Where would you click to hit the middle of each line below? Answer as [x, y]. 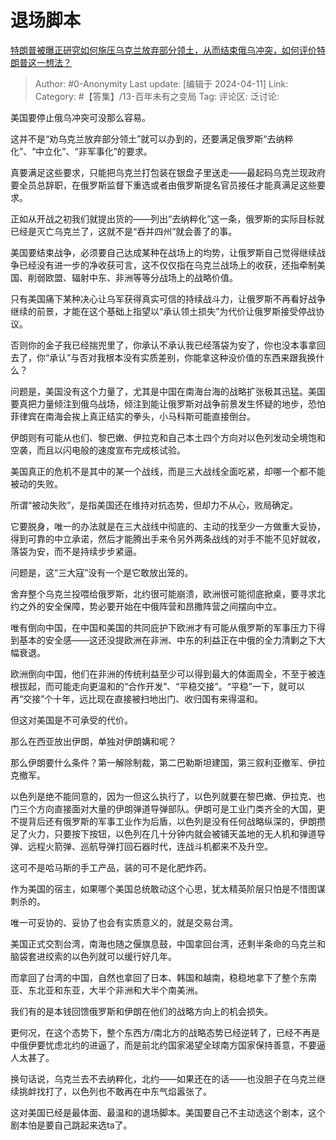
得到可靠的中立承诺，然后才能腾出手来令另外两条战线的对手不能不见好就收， [168, 538]
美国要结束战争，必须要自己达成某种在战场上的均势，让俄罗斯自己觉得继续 [163, 252]
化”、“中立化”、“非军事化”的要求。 [81, 151]
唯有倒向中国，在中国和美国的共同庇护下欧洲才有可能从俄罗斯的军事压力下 [163, 627]
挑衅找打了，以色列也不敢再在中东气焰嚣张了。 [115, 1091]
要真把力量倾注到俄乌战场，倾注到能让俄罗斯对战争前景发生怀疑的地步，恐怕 [168, 403]
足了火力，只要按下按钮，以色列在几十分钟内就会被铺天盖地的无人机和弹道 [163, 833]
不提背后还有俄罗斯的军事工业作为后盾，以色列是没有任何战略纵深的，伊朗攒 [168, 821]
